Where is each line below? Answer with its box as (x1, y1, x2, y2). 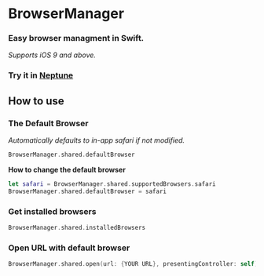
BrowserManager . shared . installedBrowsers (8, 224, 146, 232)
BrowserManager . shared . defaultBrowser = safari (8, 187, 167, 195)
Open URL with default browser (8, 242, 130, 253)
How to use (8, 94, 64, 107)
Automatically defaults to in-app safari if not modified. (8, 136, 185, 145)
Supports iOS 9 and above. (8, 50, 97, 60)
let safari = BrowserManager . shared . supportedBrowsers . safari (8, 180, 216, 188)
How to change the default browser (8, 165, 126, 174)
